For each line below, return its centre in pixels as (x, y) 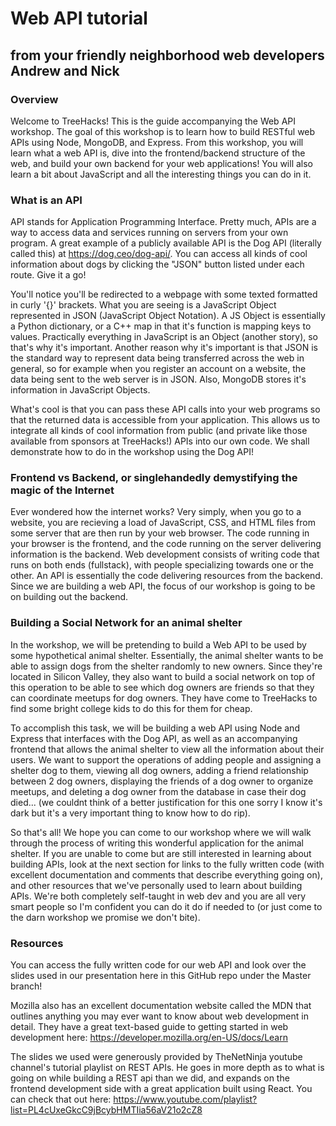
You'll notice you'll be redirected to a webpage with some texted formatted (164, 294)
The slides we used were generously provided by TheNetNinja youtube (156, 1057)
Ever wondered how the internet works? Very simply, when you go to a (156, 512)
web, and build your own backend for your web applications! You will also (161, 163)
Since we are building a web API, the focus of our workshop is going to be (163, 586)
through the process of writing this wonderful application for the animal (157, 843)
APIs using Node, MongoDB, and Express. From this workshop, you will (157, 142)
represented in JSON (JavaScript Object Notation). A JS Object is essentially (168, 316)
